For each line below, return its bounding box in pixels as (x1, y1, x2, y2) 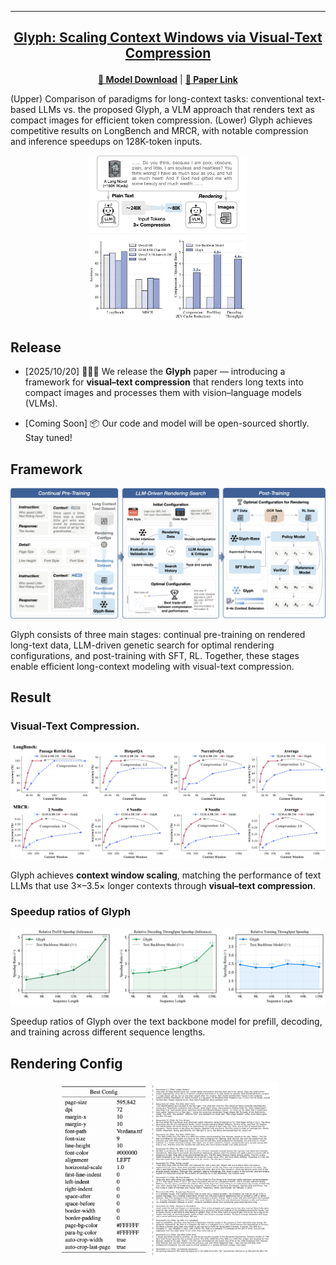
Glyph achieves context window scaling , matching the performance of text (10, 869, 322, 881)
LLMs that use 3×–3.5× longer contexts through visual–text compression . (10, 880, 316, 892)
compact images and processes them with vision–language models (24, 387, 302, 399)
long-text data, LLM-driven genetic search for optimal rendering (10, 639, 275, 651)
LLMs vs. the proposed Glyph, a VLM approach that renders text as (38, 104, 315, 116)
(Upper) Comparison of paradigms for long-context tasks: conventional (10, 93, 304, 105)
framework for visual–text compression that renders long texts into (24, 376, 304, 388)
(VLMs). (24, 397, 58, 410)
